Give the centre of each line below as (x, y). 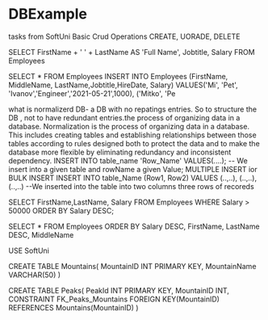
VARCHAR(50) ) (35, 275)
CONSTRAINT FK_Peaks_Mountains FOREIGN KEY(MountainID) (114, 299)
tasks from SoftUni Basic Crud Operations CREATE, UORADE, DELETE (124, 36)
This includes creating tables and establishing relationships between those (132, 135)
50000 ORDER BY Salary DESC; (61, 210)
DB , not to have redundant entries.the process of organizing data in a (124, 117)
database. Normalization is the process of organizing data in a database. (129, 126)
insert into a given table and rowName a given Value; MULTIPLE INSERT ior (133, 169)
